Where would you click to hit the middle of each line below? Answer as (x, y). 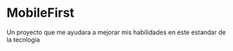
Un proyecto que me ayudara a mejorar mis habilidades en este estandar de (116, 32)
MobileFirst (41, 13)
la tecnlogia (23, 39)
